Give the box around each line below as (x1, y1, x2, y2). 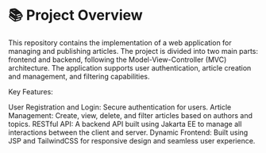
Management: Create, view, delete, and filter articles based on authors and (8, 110, 253, 120)
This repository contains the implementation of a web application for (8, 37, 232, 48)
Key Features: (8, 86, 53, 96)
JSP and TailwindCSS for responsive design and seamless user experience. (8, 136, 256, 145)
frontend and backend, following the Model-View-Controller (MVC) (8, 55, 227, 64)
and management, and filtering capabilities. (8, 71, 150, 81)
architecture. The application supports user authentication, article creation (8, 63, 252, 72)
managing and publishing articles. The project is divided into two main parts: (8, 46, 259, 55)
